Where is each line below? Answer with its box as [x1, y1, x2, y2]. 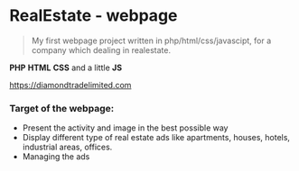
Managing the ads [22, 151, 90, 162]
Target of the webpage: [9, 102, 115, 114]
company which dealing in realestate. [31, 44, 172, 55]
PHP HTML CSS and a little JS [9, 62, 123, 73]
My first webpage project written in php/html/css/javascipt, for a [31, 35, 272, 46]
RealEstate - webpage [9, 5, 178, 26]
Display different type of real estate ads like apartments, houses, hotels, [22, 132, 291, 143]
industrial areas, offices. [22, 141, 113, 153]
